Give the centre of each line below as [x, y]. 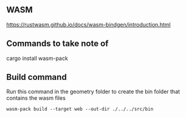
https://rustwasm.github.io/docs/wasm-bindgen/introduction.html [89, 24]
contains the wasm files [36, 98]
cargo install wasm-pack [37, 58]
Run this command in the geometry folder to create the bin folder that [93, 92]
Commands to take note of [57, 44]
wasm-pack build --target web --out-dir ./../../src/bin [80, 109]
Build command [36, 77]
